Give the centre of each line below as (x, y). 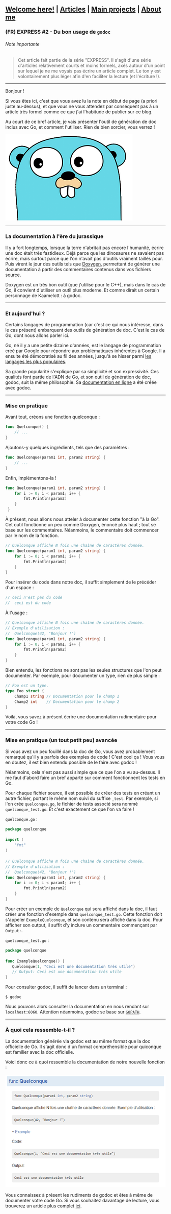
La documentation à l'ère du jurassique (54, 236)
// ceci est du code (28, 603)
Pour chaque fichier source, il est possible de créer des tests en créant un (83, 793)
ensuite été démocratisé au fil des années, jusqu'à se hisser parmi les (78, 356)
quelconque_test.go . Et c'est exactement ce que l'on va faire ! (70, 809)
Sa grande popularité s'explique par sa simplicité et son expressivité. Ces (82, 372)
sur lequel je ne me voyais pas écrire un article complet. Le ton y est (89, 71)
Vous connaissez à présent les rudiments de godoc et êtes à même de (79, 1195)
